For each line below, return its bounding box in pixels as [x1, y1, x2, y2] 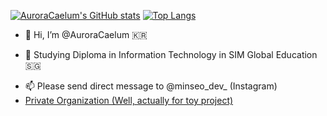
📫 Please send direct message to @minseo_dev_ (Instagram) [24, 80, 278, 92]
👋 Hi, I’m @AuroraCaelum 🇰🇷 [24, 29, 148, 40]
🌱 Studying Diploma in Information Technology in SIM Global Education [24, 49, 318, 60]
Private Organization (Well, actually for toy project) [24, 95, 234, 106]
